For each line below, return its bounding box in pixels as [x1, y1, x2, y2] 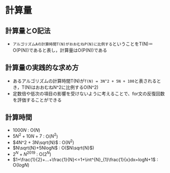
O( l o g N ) [12, 162, 29, 168]
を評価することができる [12, 97, 62, 103]
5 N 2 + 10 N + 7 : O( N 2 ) [12, 132, 58, 140]
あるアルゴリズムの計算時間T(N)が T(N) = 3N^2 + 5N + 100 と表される [12, 78, 157, 84]
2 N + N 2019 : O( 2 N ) [12, 150, 52, 157]
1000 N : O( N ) [12, 127, 41, 133]
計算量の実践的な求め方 [5, 63, 79, 72]
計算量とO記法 [5, 26, 51, 35]
